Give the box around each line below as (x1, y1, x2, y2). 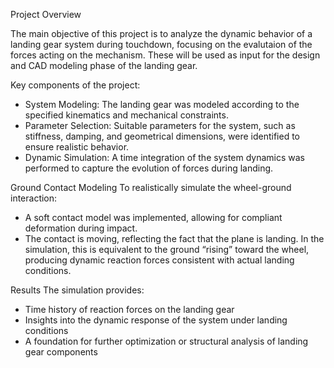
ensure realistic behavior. (24, 141, 130, 153)
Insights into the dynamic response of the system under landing (24, 314, 288, 326)
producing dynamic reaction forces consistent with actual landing (24, 254, 295, 266)
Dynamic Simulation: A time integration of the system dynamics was (24, 152, 306, 163)
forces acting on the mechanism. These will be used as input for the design (10, 49, 321, 61)
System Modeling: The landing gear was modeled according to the (24, 99, 300, 110)
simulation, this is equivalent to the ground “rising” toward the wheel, (24, 244, 310, 255)
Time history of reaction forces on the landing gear (24, 304, 235, 315)
